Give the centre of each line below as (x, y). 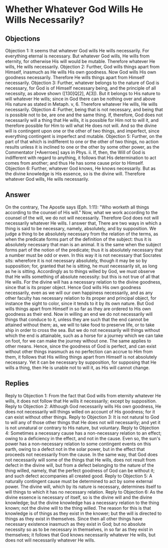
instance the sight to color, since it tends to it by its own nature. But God (79, 303)
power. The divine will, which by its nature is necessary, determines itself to (83, 487)
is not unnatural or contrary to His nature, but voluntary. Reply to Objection (82, 428)
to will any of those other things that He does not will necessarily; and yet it (83, 422)
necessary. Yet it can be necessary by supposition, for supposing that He (81, 362)
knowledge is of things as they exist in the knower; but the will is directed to (83, 513)
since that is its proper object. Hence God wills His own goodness (73, 287)
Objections (23, 39)
